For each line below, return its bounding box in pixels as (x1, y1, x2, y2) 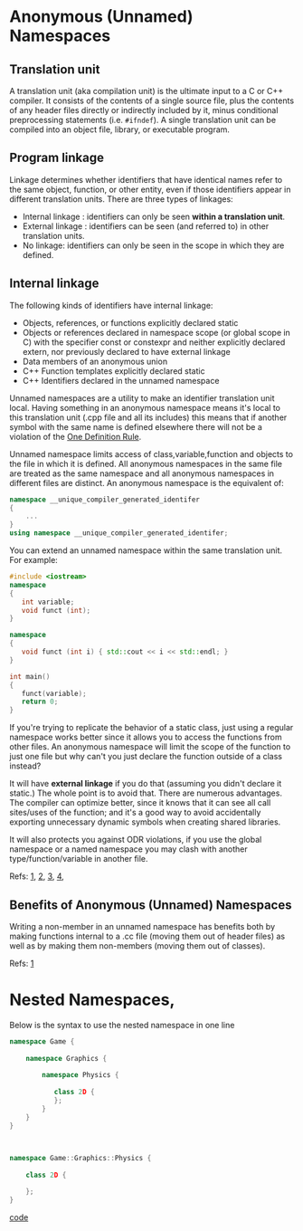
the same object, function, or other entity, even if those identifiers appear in (9, 184, 291, 195)
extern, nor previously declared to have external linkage (22, 346, 231, 357)
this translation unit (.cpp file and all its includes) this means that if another (9, 412, 288, 423)
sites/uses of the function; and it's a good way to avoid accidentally (9, 807, 261, 818)
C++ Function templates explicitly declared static (22, 365, 205, 377)
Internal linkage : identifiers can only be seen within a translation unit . (22, 211, 286, 222)
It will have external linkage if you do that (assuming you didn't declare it (9, 778, 282, 789)
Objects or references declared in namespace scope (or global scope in (22, 327, 291, 338)
